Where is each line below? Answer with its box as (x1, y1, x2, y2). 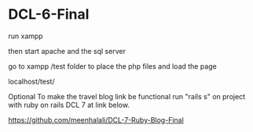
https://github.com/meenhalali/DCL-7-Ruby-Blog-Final (8, 115, 185, 124)
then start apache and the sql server (8, 46, 126, 55)
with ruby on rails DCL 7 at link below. (8, 100, 130, 109)
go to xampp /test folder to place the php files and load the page (8, 61, 218, 71)
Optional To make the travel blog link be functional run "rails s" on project (8, 91, 246, 101)
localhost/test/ (8, 77, 55, 86)
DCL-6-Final (8, 5, 90, 23)
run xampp (8, 31, 43, 41)
